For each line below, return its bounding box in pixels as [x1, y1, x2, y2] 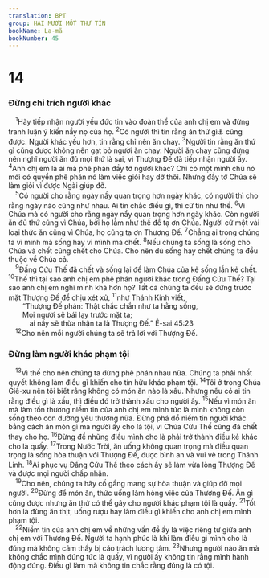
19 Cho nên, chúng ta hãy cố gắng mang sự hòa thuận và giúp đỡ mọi [15, 477, 243, 488]
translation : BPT [8, 11, 67, 20]
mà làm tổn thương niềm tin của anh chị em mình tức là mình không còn [8, 404, 245, 414]
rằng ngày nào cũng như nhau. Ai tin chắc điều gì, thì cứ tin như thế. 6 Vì [8, 199, 246, 210]
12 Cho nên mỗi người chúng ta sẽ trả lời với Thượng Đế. [15, 326, 198, 338]
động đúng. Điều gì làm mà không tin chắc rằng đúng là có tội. [8, 560, 214, 571]
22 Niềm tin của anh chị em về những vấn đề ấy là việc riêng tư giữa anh [15, 523, 251, 535]
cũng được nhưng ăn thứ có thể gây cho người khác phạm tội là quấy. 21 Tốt [8, 497, 256, 507]
